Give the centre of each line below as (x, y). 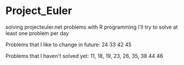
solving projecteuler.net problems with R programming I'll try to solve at (92, 27)
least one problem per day (37, 33)
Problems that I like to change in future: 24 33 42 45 (69, 45)
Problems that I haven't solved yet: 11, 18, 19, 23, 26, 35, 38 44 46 (84, 56)
